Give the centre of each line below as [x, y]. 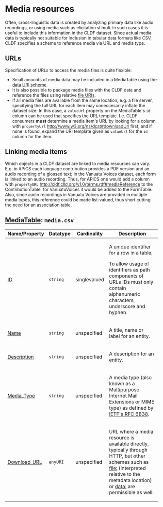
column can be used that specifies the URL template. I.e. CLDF [75, 116]
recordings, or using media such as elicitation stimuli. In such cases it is [77, 27]
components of [126, 276]
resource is [122, 438]
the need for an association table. [39, 205]
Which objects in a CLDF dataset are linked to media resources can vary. [78, 163]
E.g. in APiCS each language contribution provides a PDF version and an [77, 168]
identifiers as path [130, 270]
